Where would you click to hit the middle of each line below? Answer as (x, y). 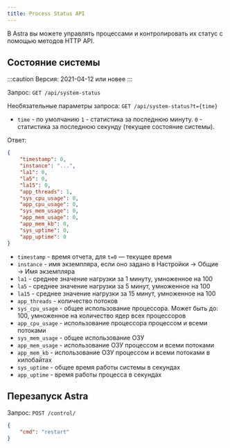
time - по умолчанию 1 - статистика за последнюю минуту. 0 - (110, 119)
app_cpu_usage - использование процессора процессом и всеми (112, 322)
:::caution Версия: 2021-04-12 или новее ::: (70, 79)
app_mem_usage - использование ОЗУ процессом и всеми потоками (116, 345)
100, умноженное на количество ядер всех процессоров (101, 316)
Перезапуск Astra (48, 396)
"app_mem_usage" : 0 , (49, 218)
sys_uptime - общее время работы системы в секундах (99, 367)
